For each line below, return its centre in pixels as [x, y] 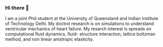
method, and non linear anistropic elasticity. [49, 39]
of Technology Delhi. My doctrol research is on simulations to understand [80, 23]
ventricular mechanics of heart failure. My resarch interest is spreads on [78, 29]
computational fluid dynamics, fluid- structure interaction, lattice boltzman [81, 34]
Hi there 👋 [17, 8]
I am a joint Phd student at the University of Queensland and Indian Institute [82, 19]
